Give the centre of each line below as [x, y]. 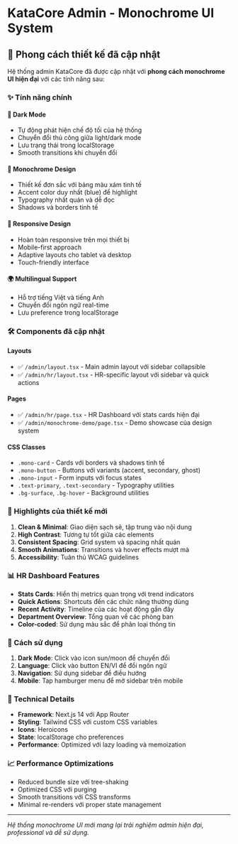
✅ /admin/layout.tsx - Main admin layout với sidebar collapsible [111, 367]
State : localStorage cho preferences [70, 737]
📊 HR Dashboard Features [54, 575]
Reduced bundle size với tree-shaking [73, 781]
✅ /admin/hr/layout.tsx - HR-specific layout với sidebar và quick [113, 374]
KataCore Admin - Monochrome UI [111, 13]
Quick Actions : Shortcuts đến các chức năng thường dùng [103, 601]
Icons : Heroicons [43, 730]
